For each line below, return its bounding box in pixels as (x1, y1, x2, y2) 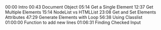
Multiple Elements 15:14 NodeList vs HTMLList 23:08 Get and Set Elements (5, 9, 156, 15)
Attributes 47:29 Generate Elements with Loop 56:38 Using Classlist (5, 15, 143, 20)
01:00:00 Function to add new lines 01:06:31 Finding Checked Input (5, 19, 141, 25)
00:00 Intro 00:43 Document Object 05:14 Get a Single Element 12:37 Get (5, 4, 154, 10)
